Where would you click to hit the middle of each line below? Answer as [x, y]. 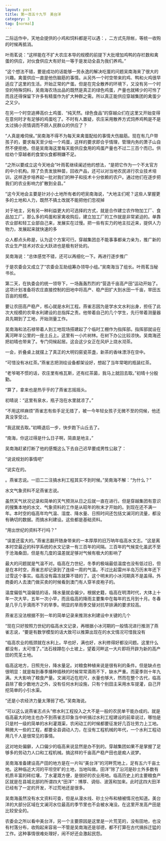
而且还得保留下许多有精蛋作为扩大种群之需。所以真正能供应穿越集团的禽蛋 [81, 96]
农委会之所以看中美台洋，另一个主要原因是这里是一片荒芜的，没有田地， [79, 821]
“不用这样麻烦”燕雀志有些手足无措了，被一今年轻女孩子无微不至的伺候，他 [81, 411]
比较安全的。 [18, 811]
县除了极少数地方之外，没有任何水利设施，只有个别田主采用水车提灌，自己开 [83, 684]
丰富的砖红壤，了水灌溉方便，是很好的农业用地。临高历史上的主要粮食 [85, 775]
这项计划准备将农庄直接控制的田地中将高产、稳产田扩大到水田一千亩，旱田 [81, 290]
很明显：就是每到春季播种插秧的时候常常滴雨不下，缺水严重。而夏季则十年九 [83, 672]
